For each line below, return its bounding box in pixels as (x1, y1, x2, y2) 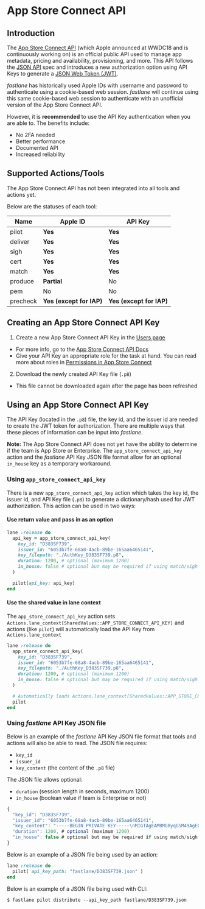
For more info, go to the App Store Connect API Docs (15, 345, 149, 353)
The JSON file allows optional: (7, 776, 83, 783)
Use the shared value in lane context (7, 599, 101, 606)
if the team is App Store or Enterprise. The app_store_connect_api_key (7, 447, 182, 454)
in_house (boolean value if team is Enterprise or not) (15, 794, 147, 801)
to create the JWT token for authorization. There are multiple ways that (7, 422, 185, 430)
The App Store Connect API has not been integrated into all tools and (7, 184, 180, 192)
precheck (10, 297, 37, 305)
